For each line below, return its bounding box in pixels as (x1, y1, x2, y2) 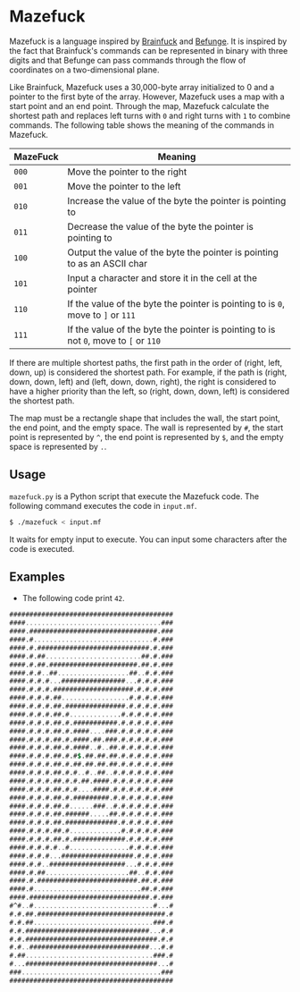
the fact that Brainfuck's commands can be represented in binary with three (9, 45, 288, 55)
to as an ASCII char (67, 257, 147, 269)
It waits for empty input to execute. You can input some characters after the (9, 534, 287, 545)
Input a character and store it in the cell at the (67, 271, 257, 284)
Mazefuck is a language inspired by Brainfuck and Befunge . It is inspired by (9, 36, 287, 47)
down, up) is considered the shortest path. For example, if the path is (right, (9, 367, 287, 377)
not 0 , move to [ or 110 (67, 334, 161, 346)
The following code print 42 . (21, 593, 125, 604)
